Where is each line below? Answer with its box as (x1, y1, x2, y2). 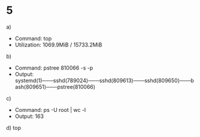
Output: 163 (14, 113, 44, 120)
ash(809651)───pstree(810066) (14, 83, 96, 90)
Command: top (14, 35, 52, 42)
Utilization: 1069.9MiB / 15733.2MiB (14, 41, 102, 48)
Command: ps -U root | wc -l (14, 106, 86, 113)
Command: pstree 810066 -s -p (14, 64, 93, 71)
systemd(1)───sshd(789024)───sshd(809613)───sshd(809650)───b (14, 77, 195, 84)
